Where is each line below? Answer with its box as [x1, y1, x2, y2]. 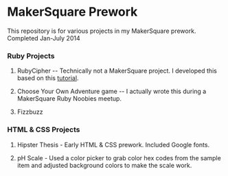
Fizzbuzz [16, 108, 43, 116]
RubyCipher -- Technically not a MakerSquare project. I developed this [16, 66, 218, 75]
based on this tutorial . [16, 74, 79, 82]
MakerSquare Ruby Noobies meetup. [16, 95, 122, 103]
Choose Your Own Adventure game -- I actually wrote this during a [16, 87, 207, 96]
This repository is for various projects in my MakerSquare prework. [7, 27, 196, 35]
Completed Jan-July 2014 [7, 34, 80, 42]
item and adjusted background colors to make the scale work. [16, 161, 192, 169]
